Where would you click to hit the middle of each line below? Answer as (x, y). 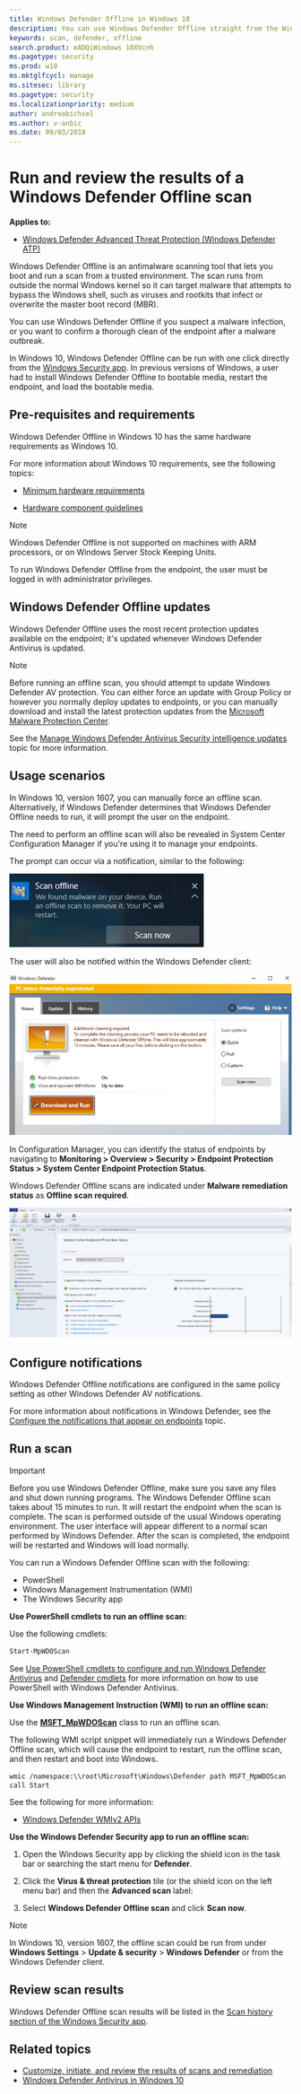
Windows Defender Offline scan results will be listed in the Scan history (141, 2011)
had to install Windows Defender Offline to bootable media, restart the (138, 378)
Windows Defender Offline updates (110, 607)
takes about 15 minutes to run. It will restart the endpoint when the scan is (146, 1506)
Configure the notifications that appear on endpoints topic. (118, 1421)
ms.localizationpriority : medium (72, 104)
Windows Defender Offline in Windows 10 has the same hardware (130, 436)
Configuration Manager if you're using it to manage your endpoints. (133, 843)
